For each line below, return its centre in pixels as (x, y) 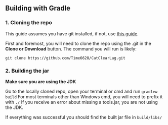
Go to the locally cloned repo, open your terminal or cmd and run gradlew (81, 91)
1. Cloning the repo (29, 23)
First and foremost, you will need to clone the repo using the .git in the (78, 43)
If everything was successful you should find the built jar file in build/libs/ (84, 117)
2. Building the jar (27, 71)
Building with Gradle (38, 8)
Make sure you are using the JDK (41, 81)
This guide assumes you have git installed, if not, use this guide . (72, 34)
